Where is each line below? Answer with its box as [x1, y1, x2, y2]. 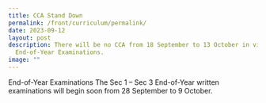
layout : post [8, 33, 51, 42]
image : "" [8, 56, 41, 64]
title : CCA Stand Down [8, 11, 83, 20]
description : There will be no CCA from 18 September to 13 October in [8, 41, 249, 49]
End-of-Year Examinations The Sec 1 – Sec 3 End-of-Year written [8, 77, 220, 87]
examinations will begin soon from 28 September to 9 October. [8, 86, 213, 95]
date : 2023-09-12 [8, 26, 66, 34]
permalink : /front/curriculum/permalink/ [8, 19, 147, 27]
